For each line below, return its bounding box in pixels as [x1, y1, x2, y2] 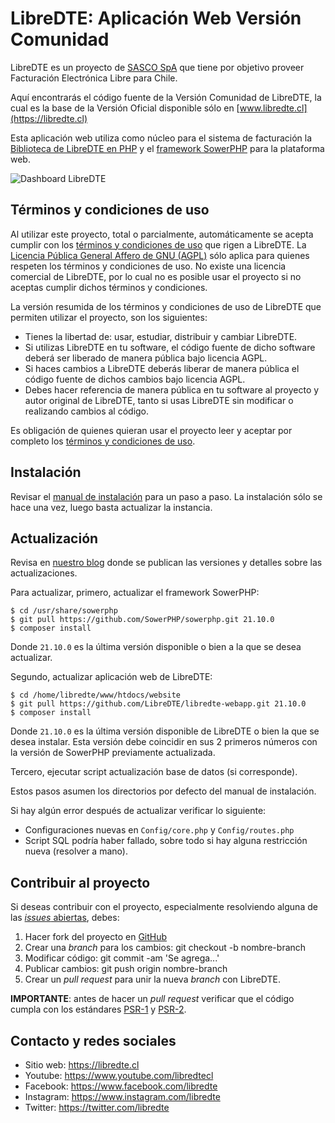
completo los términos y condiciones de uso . [10, 435, 196, 447]
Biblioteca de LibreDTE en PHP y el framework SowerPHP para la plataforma [10, 142, 325, 154]
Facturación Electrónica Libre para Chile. [10, 72, 178, 84]
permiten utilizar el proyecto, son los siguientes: [10, 311, 208, 323]
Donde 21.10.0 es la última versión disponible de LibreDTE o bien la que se [10, 725, 320, 737]
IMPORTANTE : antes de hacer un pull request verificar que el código [10, 993, 295, 1005]
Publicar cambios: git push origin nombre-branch [24, 963, 228, 975]
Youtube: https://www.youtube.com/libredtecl [24, 1070, 214, 1081]
